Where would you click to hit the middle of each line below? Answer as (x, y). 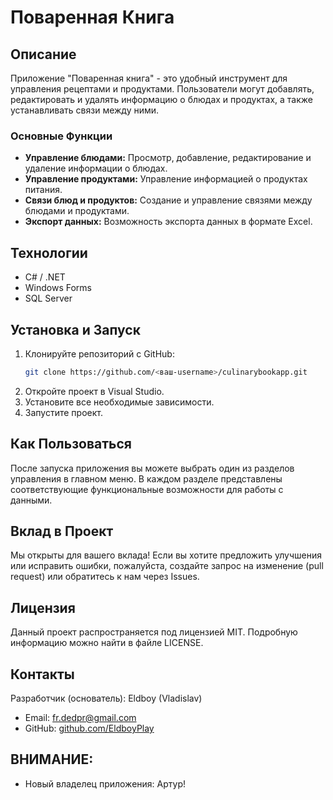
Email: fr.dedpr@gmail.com (80, 718)
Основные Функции (61, 136)
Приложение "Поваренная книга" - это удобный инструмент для (149, 78)
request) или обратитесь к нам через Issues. (105, 577)
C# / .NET (45, 277)
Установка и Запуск (75, 329)
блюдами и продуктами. (77, 211)
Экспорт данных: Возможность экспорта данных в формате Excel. (168, 222)
